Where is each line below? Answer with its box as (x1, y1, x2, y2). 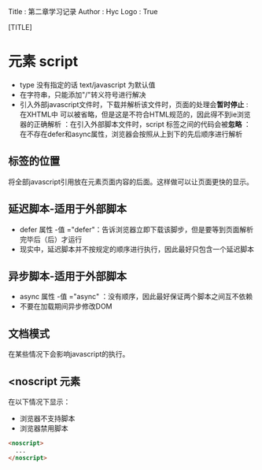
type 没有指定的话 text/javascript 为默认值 (19, 80, 156, 89)
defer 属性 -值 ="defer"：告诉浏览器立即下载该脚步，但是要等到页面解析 (19, 224, 254, 234)
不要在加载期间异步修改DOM (19, 302, 113, 311)
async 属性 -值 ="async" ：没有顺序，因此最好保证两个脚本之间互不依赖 (19, 292, 253, 302)
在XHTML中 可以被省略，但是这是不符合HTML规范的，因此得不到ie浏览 (19, 109, 251, 119)
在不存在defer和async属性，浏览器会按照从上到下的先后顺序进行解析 (19, 129, 243, 139)
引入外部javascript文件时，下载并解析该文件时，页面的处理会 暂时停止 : (19, 99, 249, 109)
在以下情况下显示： (8, 397, 71, 406)
